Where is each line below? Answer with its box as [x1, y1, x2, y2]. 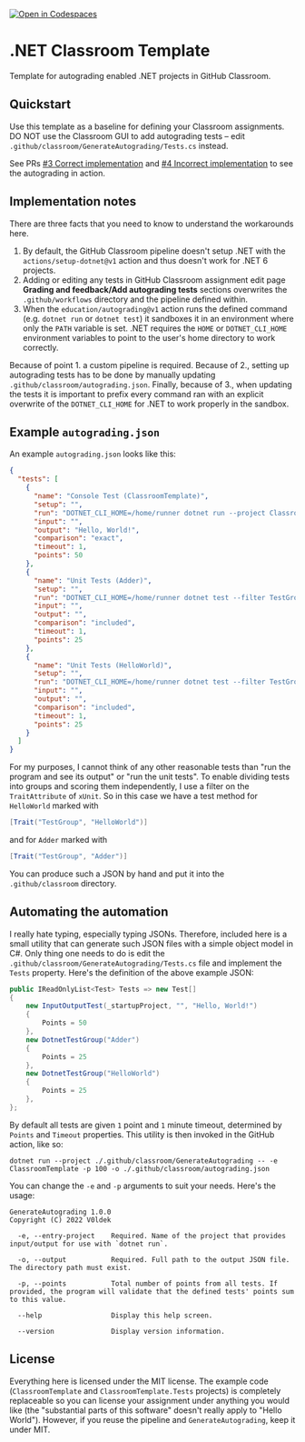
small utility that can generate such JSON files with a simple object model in [9, 937, 293, 949]
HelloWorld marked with [9, 800, 99, 811]
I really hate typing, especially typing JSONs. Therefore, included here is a [9, 928, 288, 939]
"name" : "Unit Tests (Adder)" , [33, 576, 152, 586]
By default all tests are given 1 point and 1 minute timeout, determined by [9, 1119, 283, 1130]
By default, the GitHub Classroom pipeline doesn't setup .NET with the [22, 245, 286, 256]
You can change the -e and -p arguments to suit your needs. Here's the [9, 1180, 277, 1191]
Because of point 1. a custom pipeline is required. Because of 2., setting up [9, 359, 290, 370]
